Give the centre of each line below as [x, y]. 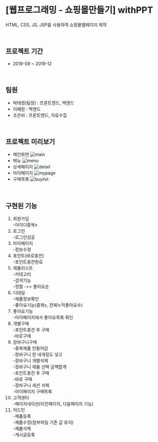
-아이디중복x [25, 225]
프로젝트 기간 [24, 52]
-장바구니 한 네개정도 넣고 [38, 355]
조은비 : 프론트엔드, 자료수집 [40, 115]
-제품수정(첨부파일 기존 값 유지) [43, 422]
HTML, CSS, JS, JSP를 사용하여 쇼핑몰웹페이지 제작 [56, 25]
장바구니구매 [25, 342]
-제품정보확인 [26, 299]
